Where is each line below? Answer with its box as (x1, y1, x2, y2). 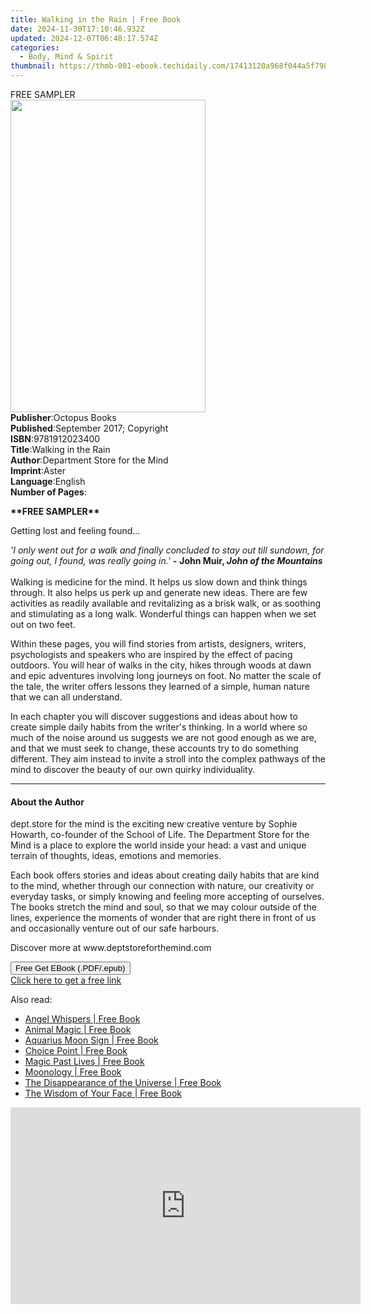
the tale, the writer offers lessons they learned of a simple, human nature (10, 681, 310, 692)
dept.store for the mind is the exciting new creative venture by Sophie (10, 818, 298, 830)
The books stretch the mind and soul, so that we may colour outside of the (10, 901, 317, 913)
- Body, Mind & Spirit (19, 52, 114, 62)
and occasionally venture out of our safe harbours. (10, 922, 220, 935)
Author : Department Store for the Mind (10, 454, 169, 466)
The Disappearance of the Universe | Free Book (24, 1077, 222, 1089)
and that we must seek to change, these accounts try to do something (10, 742, 299, 754)
